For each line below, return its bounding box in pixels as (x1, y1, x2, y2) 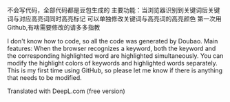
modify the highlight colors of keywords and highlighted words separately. (7, 59, 218, 67)
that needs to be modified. (7, 74, 83, 81)
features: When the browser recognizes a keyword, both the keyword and (7, 44, 216, 52)
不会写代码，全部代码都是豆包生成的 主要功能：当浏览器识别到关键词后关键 (7, 6, 220, 14)
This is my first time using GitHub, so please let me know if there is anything (7, 66, 222, 74)
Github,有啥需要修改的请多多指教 (7, 23, 101, 31)
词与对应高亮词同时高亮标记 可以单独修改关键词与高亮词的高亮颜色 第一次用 (7, 14, 222, 23)
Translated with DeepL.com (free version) (7, 87, 125, 95)
